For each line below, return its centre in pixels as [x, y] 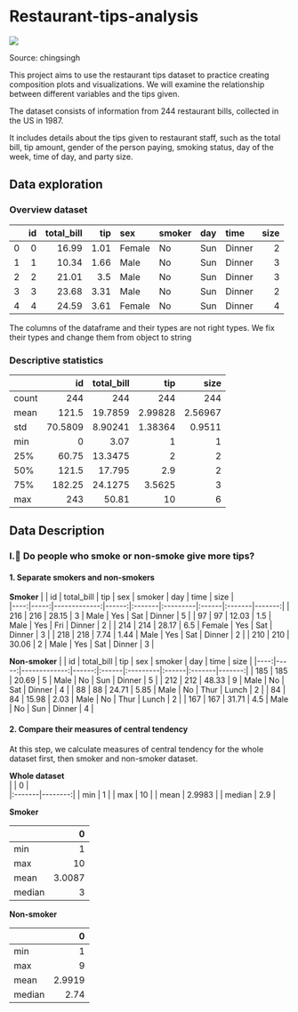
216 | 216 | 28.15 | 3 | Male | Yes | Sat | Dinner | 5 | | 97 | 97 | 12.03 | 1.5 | [140, 616]
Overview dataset [48, 210]
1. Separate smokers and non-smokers [82, 577]
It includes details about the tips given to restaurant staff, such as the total [145, 137]
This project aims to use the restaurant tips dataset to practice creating [139, 75]
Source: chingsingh [45, 57]
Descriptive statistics [56, 360]
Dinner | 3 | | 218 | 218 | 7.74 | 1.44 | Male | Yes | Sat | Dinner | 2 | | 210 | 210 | [149, 635]
